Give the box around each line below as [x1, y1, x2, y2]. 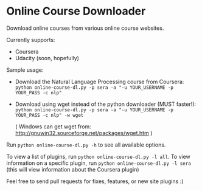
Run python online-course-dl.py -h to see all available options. [6, 141, 166, 148]
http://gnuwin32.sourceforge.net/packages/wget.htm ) [15, 129, 153, 136]
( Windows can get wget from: [15, 123, 91, 130]
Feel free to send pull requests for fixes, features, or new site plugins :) [6, 178, 184, 185]
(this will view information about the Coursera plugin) [6, 165, 139, 173]
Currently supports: [6, 36, 55, 43]
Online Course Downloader [6, 4, 146, 18]
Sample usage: [6, 66, 44, 74]
